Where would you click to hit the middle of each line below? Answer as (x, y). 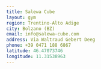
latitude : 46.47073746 (35, 51)
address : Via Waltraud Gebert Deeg (51, 40)
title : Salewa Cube (31, 12)
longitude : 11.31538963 (36, 56)
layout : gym (21, 17)
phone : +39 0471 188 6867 (38, 46)
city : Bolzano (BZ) (31, 28)
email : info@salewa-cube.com (43, 34)
